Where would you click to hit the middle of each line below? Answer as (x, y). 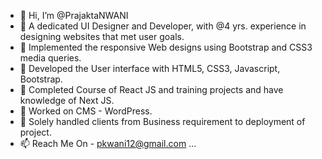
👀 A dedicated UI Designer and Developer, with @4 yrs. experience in (163, 26)
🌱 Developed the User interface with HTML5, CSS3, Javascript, (150, 68)
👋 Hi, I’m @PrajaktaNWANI (74, 15)
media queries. (50, 58)
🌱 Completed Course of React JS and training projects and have (151, 89)
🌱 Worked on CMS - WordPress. (86, 111)
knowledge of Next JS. (67, 100)
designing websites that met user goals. (102, 36)
